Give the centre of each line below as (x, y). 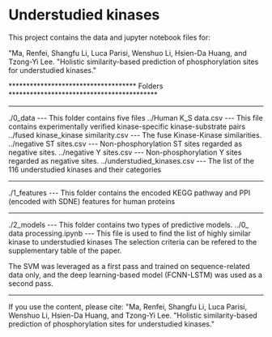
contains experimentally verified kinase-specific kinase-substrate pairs (127, 126)
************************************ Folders (86, 86)
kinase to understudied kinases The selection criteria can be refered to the (133, 241)
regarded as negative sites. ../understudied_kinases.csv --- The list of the (132, 160)
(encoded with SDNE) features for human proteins (92, 201)
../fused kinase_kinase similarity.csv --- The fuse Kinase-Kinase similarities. (135, 134)
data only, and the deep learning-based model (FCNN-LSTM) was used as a (136, 275)
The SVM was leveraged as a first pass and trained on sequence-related (130, 266)
